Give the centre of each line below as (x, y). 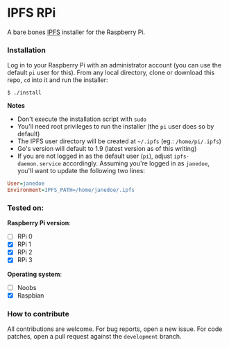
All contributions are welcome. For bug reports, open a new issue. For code (115, 329)
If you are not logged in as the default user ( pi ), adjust (95, 156)
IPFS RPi (32, 13)
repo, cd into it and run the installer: (58, 80)
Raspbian (31, 295)
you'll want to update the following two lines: (81, 171)
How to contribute (38, 314)
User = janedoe (26, 184)
